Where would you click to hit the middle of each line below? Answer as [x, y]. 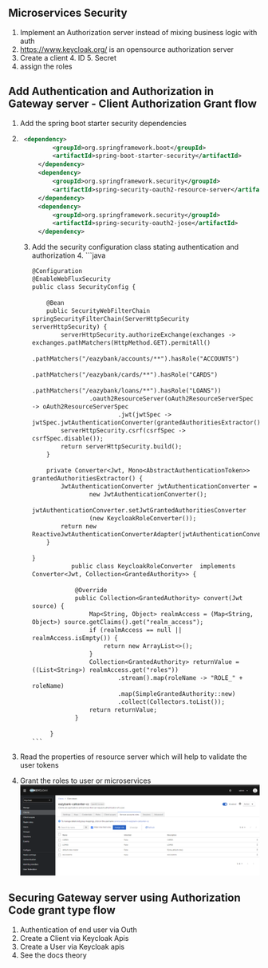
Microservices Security [68, 13]
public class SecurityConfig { [84, 287]
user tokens [39, 765]
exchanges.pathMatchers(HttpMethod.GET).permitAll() [121, 343]
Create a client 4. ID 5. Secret [68, 57]
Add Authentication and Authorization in [111, 91]
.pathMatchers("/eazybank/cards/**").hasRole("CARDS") [124, 375]
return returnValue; [123, 710]
